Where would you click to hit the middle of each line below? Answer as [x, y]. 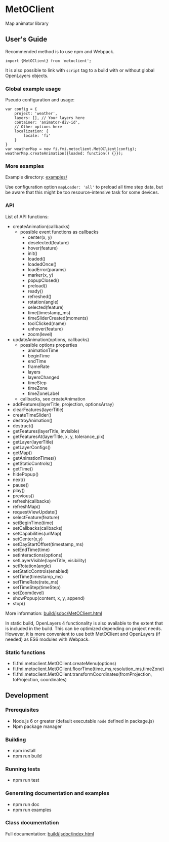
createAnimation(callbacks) [41, 226]
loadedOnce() [42, 264]
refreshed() [39, 296]
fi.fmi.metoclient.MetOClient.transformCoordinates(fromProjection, [82, 674]
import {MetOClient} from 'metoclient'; [49, 61]
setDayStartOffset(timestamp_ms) [48, 544]
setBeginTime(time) [33, 523]
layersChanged [44, 377]
